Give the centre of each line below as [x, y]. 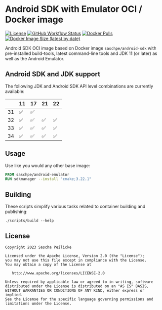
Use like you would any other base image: [48, 165]
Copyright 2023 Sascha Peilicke [38, 247]
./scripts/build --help [30, 221]
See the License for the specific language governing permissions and [79, 299]
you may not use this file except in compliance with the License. [76, 260]
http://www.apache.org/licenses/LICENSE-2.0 [58, 273]
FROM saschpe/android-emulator [37, 175]
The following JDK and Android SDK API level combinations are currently [79, 86]
